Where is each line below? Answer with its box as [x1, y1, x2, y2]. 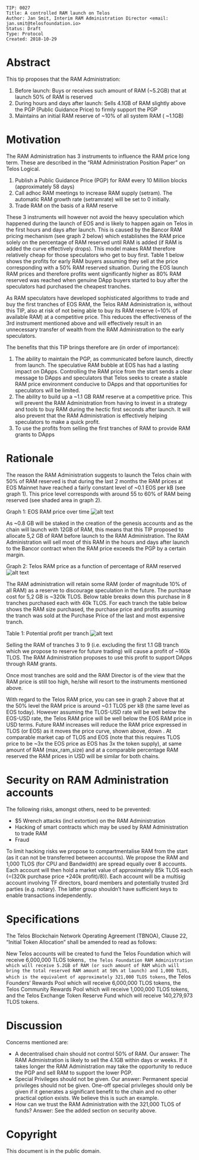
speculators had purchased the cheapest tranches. [6, 283, 131, 290]
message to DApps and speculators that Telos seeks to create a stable [14, 374, 188, 381]
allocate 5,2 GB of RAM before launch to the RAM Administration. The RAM [6, 532, 189, 539]
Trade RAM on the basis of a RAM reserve [14, 202, 118, 209]
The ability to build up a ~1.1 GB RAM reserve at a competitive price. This [14, 393, 192, 400]
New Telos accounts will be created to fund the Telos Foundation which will [6, 950, 191, 957]
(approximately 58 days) [14, 183, 75, 190]
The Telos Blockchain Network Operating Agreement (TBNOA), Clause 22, [6, 932, 188, 939]
